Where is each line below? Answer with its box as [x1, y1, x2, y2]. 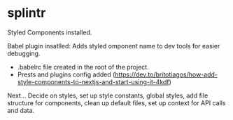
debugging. [7, 49, 41, 58]
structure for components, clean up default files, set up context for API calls [7, 98, 226, 107]
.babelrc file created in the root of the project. [17, 62, 149, 71]
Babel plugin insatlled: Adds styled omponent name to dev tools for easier [7, 41, 220, 50]
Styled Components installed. [7, 28, 92, 36]
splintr [7, 5, 46, 21]
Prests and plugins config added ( [17, 70, 115, 79]
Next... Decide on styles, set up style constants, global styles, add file [7, 91, 209, 100]
